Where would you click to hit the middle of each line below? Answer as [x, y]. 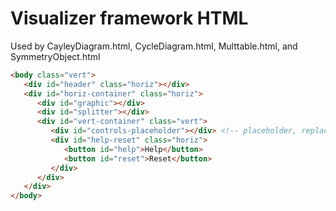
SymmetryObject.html [55, 56]
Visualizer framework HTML [129, 18]
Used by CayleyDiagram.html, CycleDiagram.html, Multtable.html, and [154, 46]
